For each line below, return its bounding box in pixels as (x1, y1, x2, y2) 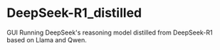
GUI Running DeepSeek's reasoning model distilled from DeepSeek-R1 (6, 28, 213, 37)
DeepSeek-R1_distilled (6, 5, 142, 21)
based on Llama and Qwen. (6, 35, 87, 44)
